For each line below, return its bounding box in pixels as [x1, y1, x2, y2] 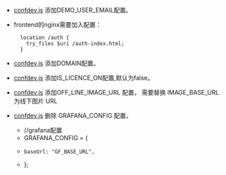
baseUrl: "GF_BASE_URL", [23, 148, 95, 155]
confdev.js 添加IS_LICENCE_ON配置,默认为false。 [13, 74, 154, 82]
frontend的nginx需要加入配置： [13, 21, 102, 29]
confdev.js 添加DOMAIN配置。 [13, 59, 100, 67]
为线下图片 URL [13, 97, 58, 105]
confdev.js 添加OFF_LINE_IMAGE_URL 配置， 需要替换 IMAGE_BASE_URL [13, 89, 219, 96]
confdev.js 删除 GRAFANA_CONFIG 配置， [13, 112, 132, 119]
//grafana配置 [23, 126, 63, 134]
